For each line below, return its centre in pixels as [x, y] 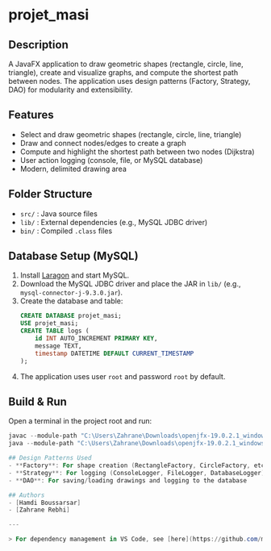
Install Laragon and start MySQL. [75, 275]
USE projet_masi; [49, 324]
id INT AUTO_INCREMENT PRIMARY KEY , [96, 339]
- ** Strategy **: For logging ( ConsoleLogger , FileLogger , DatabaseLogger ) [137, 473]
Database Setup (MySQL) [73, 256]
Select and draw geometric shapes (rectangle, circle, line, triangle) [131, 134]
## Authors [27, 495]
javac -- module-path [43, 436]
